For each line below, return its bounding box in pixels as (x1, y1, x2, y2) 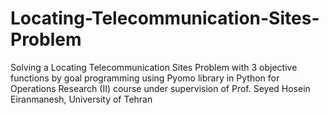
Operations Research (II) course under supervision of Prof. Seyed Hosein (10, 82, 311, 94)
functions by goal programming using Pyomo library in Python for (10, 72, 280, 84)
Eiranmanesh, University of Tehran (10, 93, 153, 105)
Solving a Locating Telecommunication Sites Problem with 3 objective (10, 61, 298, 73)
